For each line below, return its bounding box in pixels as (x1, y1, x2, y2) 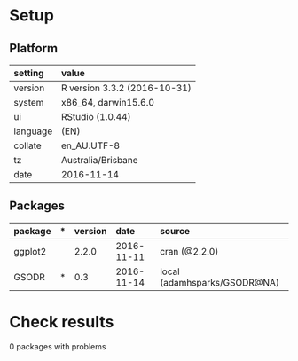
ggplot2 (13, 245, 47, 257)
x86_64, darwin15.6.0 (60, 97, 155, 108)
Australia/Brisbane (60, 154, 139, 166)
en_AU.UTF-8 (60, 139, 121, 152)
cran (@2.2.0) (159, 245, 219, 257)
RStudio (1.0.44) (60, 111, 131, 122)
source (159, 224, 191, 237)
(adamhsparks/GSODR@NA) (159, 276, 279, 288)
